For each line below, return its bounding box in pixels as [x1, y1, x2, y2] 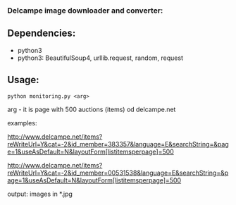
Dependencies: [7, 27, 76, 39]
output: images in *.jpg [7, 190, 73, 198]
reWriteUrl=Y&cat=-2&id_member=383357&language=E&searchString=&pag [7, 139, 229, 148]
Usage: [7, 74, 40, 86]
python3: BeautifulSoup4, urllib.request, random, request [17, 54, 183, 62]
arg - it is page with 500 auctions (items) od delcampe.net [7, 105, 176, 113]
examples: [7, 118, 37, 127]
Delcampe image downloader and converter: [7, 6, 163, 15]
